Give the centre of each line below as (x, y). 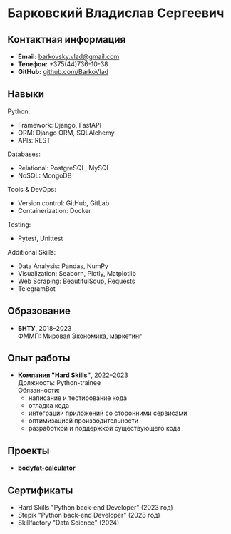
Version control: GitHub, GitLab (63, 203)
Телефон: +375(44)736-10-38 (63, 64)
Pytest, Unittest (40, 238)
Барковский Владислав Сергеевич (116, 13)
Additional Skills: (32, 252)
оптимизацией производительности (83, 421)
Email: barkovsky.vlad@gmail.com (68, 56)
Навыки (26, 94)
